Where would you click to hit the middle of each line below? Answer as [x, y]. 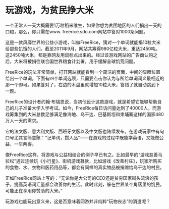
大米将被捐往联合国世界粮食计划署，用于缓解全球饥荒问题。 [76, 61]
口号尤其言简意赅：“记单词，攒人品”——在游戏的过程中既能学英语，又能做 [82, 137]
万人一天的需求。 [23, 120]
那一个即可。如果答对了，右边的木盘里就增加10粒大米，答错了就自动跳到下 [83, 84]
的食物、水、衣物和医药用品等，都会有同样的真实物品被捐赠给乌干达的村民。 [85, 167]
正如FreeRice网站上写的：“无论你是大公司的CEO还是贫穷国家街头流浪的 [80, 178]
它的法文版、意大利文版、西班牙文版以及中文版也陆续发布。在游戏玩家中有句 [85, 131]
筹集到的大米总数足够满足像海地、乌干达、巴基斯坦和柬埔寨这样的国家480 [87, 114]
